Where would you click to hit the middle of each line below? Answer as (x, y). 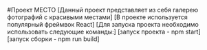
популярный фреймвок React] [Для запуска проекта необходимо (103, 24)
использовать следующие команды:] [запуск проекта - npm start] (104, 32)
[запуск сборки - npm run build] (53, 39)
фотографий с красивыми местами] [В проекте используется (97, 17)
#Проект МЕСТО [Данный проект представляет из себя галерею (102, 10)
